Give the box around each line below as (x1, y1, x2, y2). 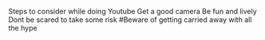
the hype (8, 24, 38, 32)
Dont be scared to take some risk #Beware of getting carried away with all (8, 15, 252, 24)
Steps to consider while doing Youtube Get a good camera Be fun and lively (8, 7, 257, 16)
